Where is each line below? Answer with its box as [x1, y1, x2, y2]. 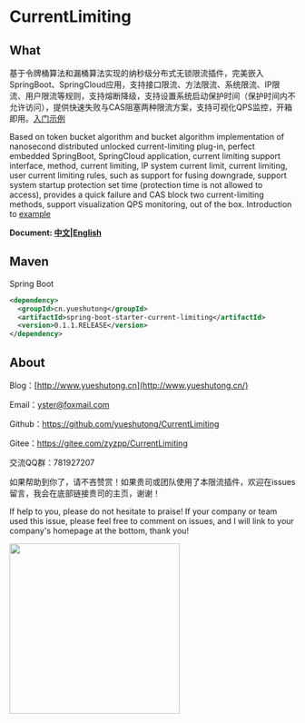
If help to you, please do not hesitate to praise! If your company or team [9, 506, 278, 517]
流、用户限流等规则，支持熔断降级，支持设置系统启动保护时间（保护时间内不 [9, 91, 296, 101]
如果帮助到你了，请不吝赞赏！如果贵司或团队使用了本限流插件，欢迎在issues [9, 477, 296, 487]
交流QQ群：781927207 [9, 457, 95, 468]
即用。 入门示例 [9, 114, 65, 124]
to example [9, 209, 52, 219]
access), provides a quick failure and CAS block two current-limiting [9, 189, 265, 200]
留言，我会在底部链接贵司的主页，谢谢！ [9, 488, 161, 499]
